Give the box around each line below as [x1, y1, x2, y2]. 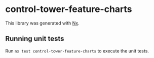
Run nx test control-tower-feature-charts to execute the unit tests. [5, 47, 149, 53]
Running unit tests [5, 34, 64, 43]
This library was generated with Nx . [5, 20, 80, 26]
